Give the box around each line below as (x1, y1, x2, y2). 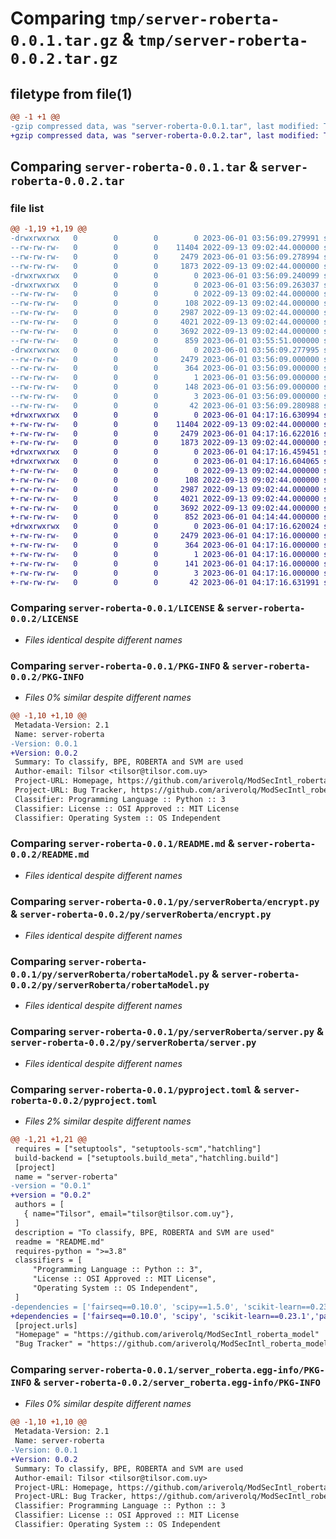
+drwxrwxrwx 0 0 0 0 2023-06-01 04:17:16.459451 (10, 447, 320, 457)
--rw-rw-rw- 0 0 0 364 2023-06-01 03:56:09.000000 (10, 363, 320, 374)
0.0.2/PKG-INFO (10, 671, 85, 682)
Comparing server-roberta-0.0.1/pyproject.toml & (10, 1082, 262, 1096)
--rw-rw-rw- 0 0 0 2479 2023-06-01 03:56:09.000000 (10, 354, 320, 364)
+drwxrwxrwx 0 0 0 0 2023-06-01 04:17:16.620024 (10, 522, 320, 532)
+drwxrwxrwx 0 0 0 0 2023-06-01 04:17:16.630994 (10, 410, 320, 420)
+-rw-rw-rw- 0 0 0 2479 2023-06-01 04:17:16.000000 (10, 531, 320, 541)
